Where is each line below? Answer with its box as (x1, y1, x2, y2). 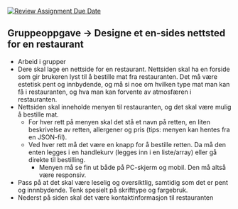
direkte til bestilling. (28, 155, 86, 164)
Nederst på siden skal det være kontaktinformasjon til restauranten (17, 193, 214, 202)
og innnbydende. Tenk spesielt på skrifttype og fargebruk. (17, 186, 188, 194)
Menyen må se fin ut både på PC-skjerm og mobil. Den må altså (38, 163, 226, 171)
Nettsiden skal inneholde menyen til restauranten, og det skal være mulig (17, 102, 232, 111)
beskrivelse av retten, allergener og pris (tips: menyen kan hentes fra (28, 125, 230, 134)
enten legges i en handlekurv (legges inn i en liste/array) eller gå (28, 148, 217, 156)
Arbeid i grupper (17, 57, 66, 65)
